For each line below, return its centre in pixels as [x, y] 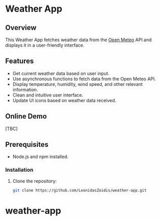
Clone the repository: [35, 181]
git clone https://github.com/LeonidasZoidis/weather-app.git [79, 190]
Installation [19, 170]
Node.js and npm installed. [41, 157]
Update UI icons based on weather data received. [64, 100]
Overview [21, 28]
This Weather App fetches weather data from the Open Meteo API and [78, 40]
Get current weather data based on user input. [61, 73]
